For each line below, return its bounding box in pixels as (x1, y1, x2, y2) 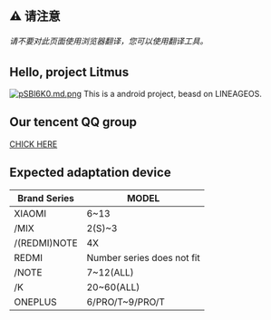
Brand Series (17, 191, 75, 204)
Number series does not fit (86, 251, 201, 264)
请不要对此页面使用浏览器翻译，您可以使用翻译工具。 (9, 35, 208, 46)
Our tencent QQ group (9, 114, 138, 130)
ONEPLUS (14, 296, 57, 308)
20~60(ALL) (86, 280, 140, 293)
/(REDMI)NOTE (14, 237, 79, 249)
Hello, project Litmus (9, 64, 130, 80)
